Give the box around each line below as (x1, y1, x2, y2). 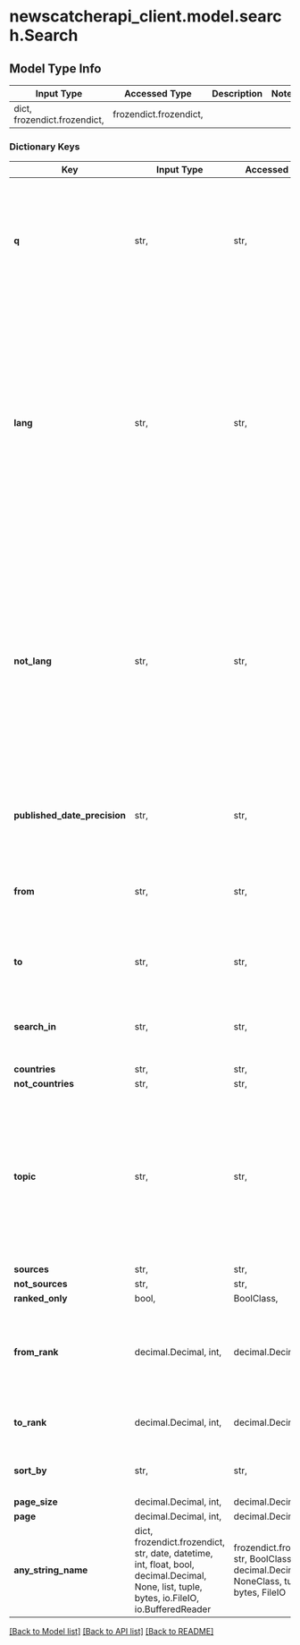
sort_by (13, 1464, 47, 1477)
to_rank (13, 1416, 47, 1429)
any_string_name (13, 1564, 88, 1576)
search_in (13, 1021, 56, 1033)
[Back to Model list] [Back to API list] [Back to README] (9, 1626, 214, 1637)
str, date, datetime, (134, 1547, 213, 1560)
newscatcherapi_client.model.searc (9, 6, 283, 27)
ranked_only (13, 1293, 68, 1305)
